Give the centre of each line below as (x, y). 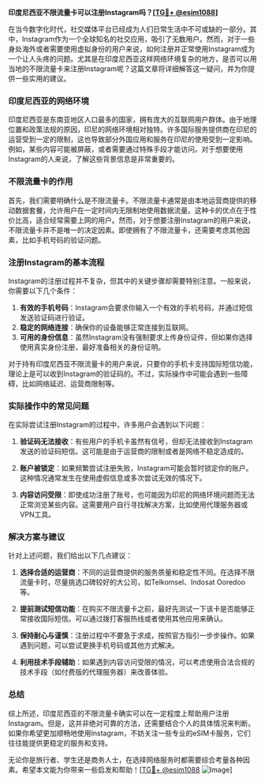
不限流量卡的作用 (41, 182)
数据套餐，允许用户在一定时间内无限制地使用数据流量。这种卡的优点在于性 (136, 210)
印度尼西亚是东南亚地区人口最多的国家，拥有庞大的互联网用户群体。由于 (125, 120)
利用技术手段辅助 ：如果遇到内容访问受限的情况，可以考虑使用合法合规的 (137, 662)
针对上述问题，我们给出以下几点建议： (70, 555)
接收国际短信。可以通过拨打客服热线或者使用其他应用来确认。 (127, 618)
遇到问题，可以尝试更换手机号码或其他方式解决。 (99, 645)
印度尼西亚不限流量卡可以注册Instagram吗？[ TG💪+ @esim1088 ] (113, 12)
